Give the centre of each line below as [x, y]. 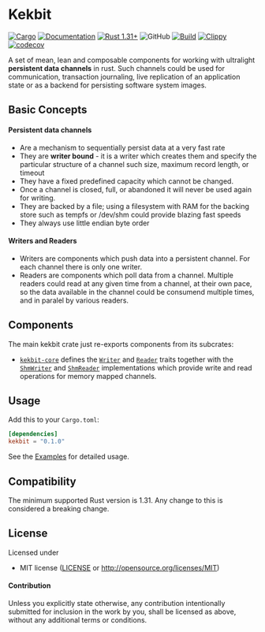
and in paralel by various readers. [74, 300]
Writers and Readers [43, 241]
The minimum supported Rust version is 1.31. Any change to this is [116, 500]
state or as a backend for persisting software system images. [108, 85]
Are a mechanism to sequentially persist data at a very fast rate [122, 147]
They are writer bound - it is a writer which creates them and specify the [138, 156]
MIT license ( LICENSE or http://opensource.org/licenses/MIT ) [119, 567]
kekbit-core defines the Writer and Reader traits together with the [127, 359]
